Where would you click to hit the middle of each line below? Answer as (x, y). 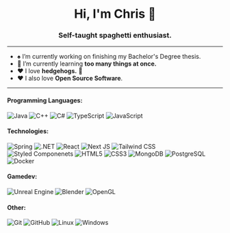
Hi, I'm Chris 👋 (115, 14)
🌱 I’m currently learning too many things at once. (87, 64)
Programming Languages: (45, 100)
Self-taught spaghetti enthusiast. (115, 36)
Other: (16, 207)
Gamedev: (22, 176)
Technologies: (28, 131)
